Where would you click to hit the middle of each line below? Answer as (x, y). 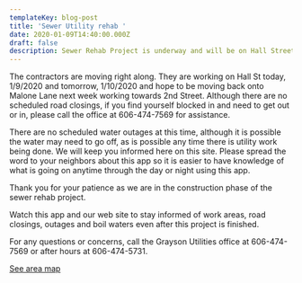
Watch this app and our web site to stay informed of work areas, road (138, 215)
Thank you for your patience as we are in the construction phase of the (141, 188)
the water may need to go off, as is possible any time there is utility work (143, 142)
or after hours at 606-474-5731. (89, 252)
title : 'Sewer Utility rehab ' (68, 26)
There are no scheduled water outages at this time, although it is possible (145, 132)
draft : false (34, 43)
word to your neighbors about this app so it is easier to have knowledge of (147, 161)
